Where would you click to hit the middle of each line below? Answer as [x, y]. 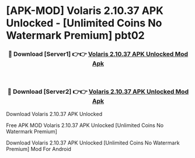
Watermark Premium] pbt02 [75, 36]
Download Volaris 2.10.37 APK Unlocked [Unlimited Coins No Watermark [93, 143]
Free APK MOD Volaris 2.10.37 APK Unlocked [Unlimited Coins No [85, 125]
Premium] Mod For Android [39, 149]
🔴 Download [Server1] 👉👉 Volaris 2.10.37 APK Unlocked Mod [98, 54]
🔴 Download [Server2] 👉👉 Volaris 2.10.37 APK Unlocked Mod [98, 92]
